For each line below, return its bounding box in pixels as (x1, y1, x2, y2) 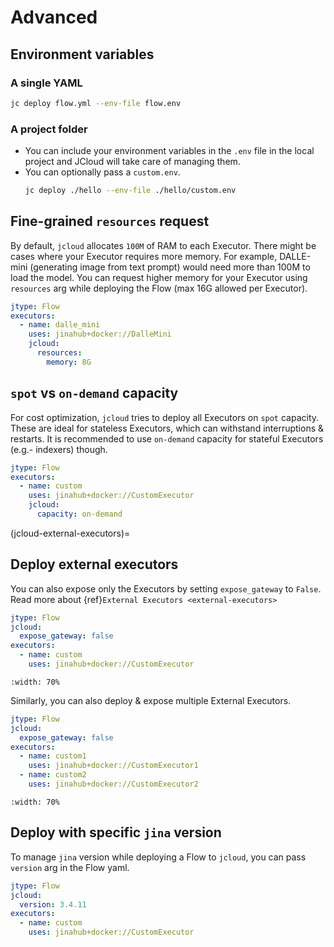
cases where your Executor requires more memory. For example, (10, 250, 278, 262)
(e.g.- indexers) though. (10, 443, 108, 455)
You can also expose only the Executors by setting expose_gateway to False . (10, 582, 322, 595)
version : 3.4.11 (19, 899, 87, 910)
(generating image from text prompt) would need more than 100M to (29, 261, 311, 273)
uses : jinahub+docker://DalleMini (28, 329, 172, 340)
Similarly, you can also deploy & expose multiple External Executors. (10, 694, 292, 706)
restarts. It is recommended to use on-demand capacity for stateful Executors (10, 432, 324, 445)
